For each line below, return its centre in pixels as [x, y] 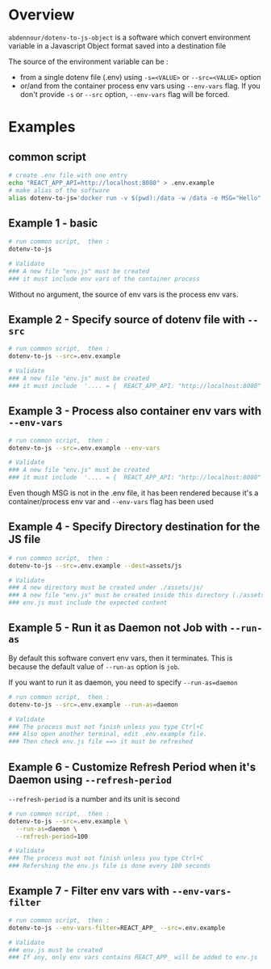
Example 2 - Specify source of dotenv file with [127, 320]
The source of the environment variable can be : [88, 61]
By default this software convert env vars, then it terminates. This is [121, 658]
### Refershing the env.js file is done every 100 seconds [110, 866]
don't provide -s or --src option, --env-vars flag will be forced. [125, 94]
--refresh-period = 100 [52, 836]
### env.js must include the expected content [88, 603]
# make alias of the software [59, 190]
